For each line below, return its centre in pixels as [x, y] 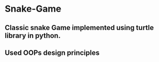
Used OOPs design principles [52, 53]
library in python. [33, 35]
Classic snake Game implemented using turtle [79, 28]
